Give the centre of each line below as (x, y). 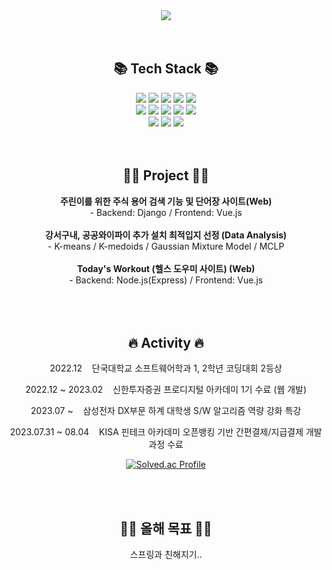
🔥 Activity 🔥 (166, 343)
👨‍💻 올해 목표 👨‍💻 (166, 528)
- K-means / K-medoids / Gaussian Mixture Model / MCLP (166, 246)
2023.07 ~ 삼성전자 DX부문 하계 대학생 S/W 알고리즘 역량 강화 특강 (166, 411)
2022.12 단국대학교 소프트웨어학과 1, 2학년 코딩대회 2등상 (166, 368)
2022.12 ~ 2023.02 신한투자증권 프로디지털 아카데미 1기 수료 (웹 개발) (166, 390)
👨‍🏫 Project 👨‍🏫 (166, 175)
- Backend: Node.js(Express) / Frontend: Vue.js (166, 280)
